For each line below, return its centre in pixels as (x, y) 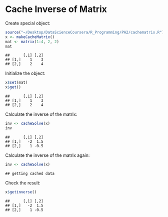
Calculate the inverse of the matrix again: (47, 155)
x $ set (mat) (16, 83)
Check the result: (23, 183)
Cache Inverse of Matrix (56, 9)
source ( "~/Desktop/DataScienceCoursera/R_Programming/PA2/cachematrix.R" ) (85, 32)
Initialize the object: (25, 73)
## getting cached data (30, 173)
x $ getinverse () (21, 192)
